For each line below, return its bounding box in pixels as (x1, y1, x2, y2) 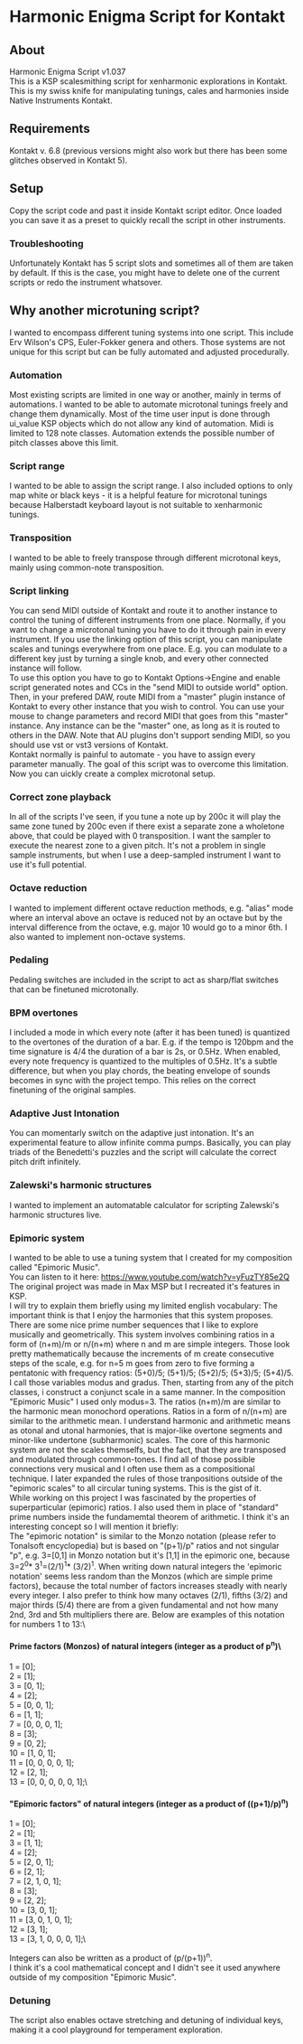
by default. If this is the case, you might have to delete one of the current (9, 267, 280, 277)
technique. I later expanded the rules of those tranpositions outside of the (9, 1473, 283, 1484)
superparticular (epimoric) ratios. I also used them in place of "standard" (9, 1502, 280, 1513)
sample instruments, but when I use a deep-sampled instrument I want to (9, 849, 281, 860)
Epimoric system (9, 1232, 85, 1244)
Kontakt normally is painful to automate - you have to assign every (9, 748, 256, 760)
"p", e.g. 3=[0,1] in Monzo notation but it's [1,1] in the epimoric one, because (9, 1550, 290, 1561)
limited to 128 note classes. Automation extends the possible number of (9, 427, 275, 439)
